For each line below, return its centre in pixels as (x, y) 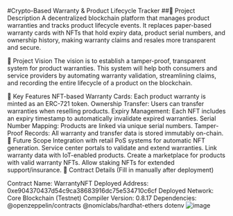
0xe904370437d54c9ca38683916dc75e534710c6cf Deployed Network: (110, 191)
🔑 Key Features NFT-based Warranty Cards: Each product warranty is (106, 96)
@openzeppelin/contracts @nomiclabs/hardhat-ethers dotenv (96, 205)
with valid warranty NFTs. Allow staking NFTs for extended (91, 162)
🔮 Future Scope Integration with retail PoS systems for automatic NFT (106, 141)
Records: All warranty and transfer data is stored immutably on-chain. (124, 133)
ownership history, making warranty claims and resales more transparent (112, 40)
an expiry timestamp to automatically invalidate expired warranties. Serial (112, 118)
